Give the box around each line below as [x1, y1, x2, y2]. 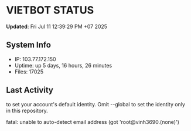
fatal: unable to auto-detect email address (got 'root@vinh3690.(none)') [6, 118, 180, 125]
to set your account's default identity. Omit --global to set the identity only [6, 100, 186, 108]
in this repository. [6, 107, 48, 114]
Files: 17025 [14, 68, 44, 75]
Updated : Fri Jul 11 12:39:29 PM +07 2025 [6, 23, 107, 30]
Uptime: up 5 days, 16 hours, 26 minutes [14, 62, 112, 69]
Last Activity [6, 85, 54, 95]
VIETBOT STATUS [6, 4, 94, 17]
